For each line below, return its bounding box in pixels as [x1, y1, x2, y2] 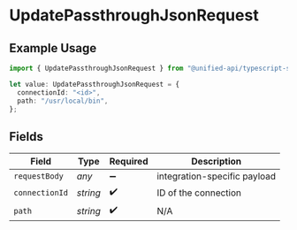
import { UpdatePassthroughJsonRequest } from [9, 64, 184, 73]
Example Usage [9, 41, 97, 56]
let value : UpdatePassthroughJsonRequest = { [9, 80, 179, 88]
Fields [9, 129, 44, 144]
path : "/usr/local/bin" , [17, 96, 109, 105]
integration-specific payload [156, 170, 277, 182]
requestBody [13, 172, 65, 181]
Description [191, 156, 241, 168]
